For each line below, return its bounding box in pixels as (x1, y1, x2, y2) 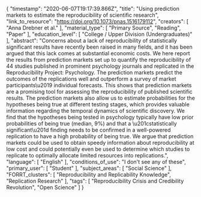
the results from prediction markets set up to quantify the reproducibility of (6, 56, 191, 63)
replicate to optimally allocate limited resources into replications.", (6, 152, 169, 159)
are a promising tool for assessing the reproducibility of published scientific (6, 88, 193, 95)
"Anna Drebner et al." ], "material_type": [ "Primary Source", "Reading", (6, 24, 181, 31)
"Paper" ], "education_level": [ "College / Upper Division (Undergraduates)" (6, 31, 193, 38)
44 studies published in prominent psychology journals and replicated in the (6, 62, 194, 70)
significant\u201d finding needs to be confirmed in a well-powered (6, 126, 171, 133)
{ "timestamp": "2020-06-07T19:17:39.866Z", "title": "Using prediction (6, 5, 180, 12)
